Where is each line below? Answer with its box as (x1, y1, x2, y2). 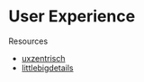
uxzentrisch (21, 53, 66, 63)
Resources (8, 36, 49, 46)
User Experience (8, 6, 136, 27)
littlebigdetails (21, 62, 74, 73)
